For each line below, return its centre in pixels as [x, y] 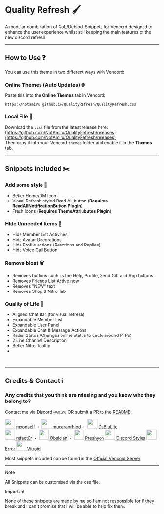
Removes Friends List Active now [45, 281]
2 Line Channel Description [40, 340]
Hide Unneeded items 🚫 [33, 223]
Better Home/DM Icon [34, 196]
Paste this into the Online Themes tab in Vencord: [55, 95]
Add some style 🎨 [26, 185]
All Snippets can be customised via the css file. [52, 482]
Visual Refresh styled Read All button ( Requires [60, 201]
